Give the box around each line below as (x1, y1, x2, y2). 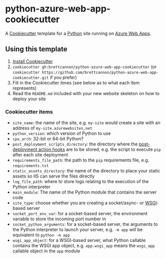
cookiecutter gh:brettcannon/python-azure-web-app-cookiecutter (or (12, 63, 157, 69)
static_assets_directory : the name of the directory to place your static (12, 168, 160, 174)
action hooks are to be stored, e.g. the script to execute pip (38, 146, 161, 152)
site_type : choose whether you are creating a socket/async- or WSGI (12, 200, 157, 206)
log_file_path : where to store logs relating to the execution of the (12, 179, 149, 185)
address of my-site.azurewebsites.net (12, 125, 93, 131)
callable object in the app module (12, 248, 80, 254)
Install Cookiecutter (12, 58, 53, 64)
